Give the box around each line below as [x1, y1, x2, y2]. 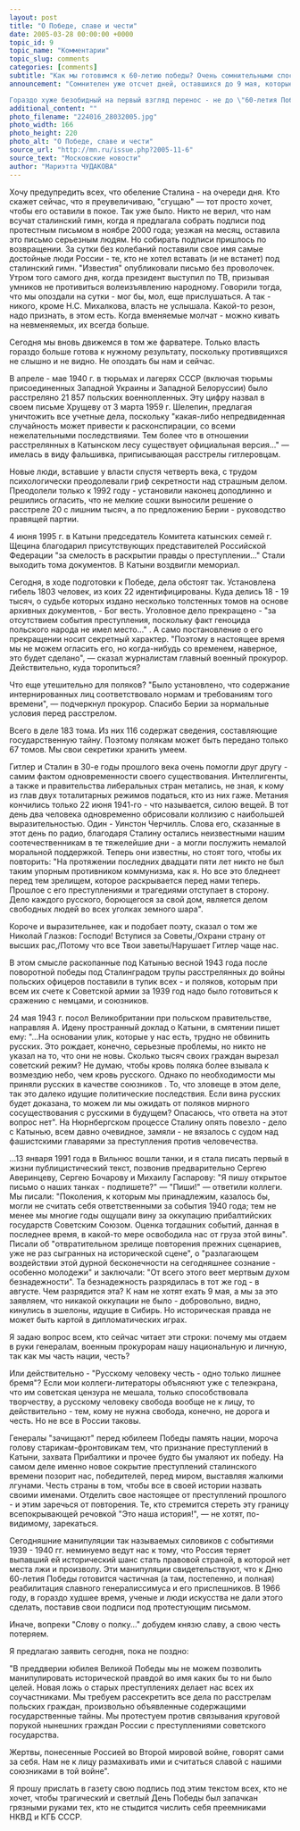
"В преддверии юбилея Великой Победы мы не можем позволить [9, 1662, 262, 1674]
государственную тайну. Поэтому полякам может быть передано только [9, 734, 288, 745]
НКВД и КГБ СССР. [9, 1811, 83, 1822]
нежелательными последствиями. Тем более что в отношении [9, 429, 249, 440]
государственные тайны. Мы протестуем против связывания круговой [9, 1710, 280, 1721]
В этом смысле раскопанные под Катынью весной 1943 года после [9, 957, 268, 968]
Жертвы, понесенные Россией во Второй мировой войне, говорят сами [9, 1746, 284, 1757]
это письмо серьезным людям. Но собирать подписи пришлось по [9, 234, 267, 245]
